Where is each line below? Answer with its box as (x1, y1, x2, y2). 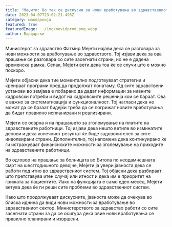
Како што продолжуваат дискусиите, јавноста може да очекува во (5, 194, 152, 200)
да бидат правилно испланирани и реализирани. (5, 110, 113, 116)
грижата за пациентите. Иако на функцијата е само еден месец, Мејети (5, 179, 163, 184)
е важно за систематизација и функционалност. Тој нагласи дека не (5, 99, 155, 105)
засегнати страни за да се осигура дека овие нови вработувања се (5, 211, 155, 216)
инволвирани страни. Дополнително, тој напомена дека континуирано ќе (5, 136, 167, 142)
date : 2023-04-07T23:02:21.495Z (5, 12, 74, 17)
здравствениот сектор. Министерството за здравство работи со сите (5, 205, 158, 211)
